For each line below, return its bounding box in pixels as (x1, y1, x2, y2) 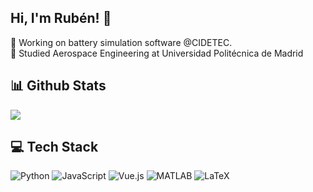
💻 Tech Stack (10, 139, 99, 156)
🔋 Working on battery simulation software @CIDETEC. (10, 36, 233, 48)
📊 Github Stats (10, 77, 107, 95)
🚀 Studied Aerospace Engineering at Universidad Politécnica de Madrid (10, 47, 304, 59)
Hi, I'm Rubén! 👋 (10, 10, 112, 27)
